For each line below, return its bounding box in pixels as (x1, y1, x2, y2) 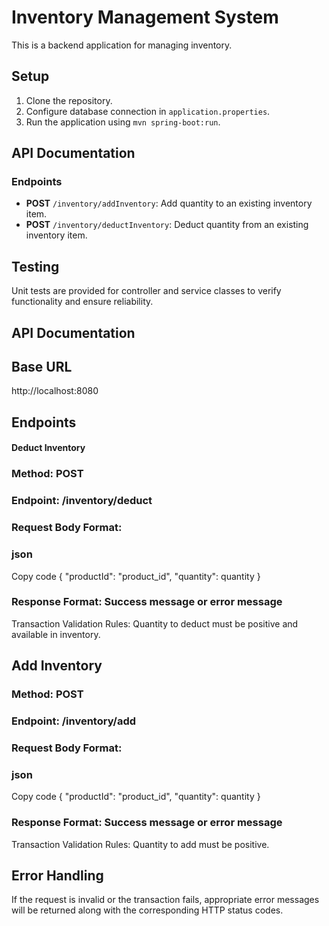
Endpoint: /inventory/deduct (11, 494, 153, 508)
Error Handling (11, 867, 104, 884)
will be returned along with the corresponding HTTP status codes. (11, 904, 284, 916)
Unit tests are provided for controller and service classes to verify (11, 285, 282, 297)
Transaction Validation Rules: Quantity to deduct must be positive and (11, 617, 299, 630)
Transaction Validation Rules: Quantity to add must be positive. (11, 838, 270, 850)
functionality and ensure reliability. (11, 296, 154, 308)
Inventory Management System (11, 6, 279, 29)
